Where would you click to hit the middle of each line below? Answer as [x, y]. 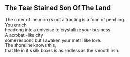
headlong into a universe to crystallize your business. [58, 30]
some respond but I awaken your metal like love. [53, 40]
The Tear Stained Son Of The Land [58, 8]
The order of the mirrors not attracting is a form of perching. [65, 19]
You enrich [16, 25]
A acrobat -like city [24, 35]
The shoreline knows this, [31, 45]
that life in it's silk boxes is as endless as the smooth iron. [62, 50]
